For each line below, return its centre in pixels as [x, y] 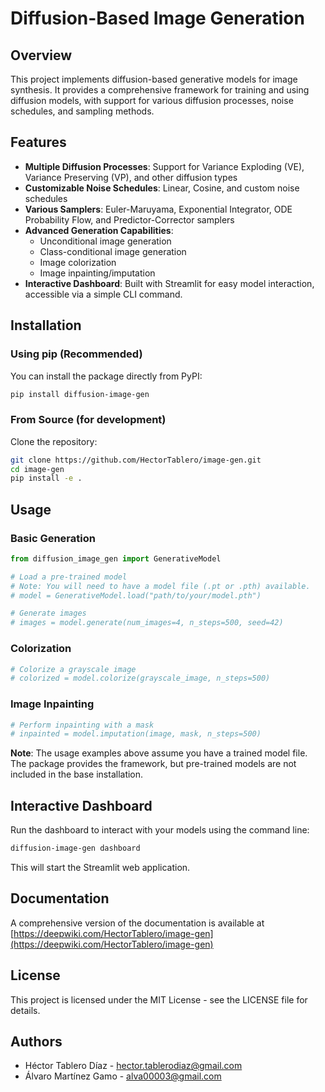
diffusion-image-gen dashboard [75, 848]
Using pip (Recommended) [76, 354]
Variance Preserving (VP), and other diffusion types [131, 177]
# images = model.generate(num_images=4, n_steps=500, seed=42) [147, 623]
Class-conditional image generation [113, 251]
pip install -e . [46, 478]
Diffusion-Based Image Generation [157, 18]
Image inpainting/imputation [97, 273]
